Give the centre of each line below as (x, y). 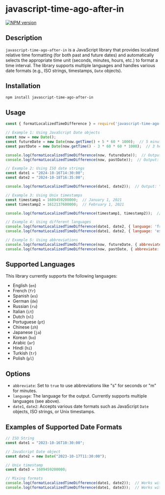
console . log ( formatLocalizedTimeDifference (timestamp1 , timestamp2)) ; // (83, 213)
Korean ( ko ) (24, 338)
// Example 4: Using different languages (48, 222)
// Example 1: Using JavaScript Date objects (53, 133)
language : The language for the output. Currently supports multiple (80, 396)
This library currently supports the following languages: (61, 276)
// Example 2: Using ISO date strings (45, 168)
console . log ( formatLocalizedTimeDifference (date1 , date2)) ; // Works (79, 483)
